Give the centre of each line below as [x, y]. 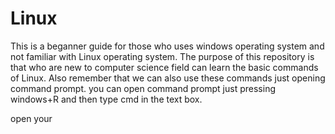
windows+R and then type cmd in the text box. [106, 99]
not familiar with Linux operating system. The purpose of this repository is [162, 56]
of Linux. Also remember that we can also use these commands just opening [168, 78]
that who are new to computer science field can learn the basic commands [164, 67]
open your [31, 118]
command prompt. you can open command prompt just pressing [143, 88]
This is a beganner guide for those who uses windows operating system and [167, 46]
